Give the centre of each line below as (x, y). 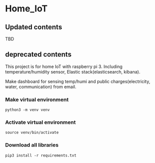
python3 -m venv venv (28, 110)
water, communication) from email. (41, 86)
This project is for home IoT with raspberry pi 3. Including (64, 66)
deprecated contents (39, 54)
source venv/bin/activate (32, 133)
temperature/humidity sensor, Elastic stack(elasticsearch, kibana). (73, 72)
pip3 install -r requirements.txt (41, 155)
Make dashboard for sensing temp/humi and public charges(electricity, (78, 81)
